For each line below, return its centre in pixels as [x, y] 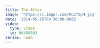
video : [12, 24]
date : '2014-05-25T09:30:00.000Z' [42, 19]
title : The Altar [24, 10]
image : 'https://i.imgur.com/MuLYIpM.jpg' [51, 14]
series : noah [19, 38]
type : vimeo [23, 28]
